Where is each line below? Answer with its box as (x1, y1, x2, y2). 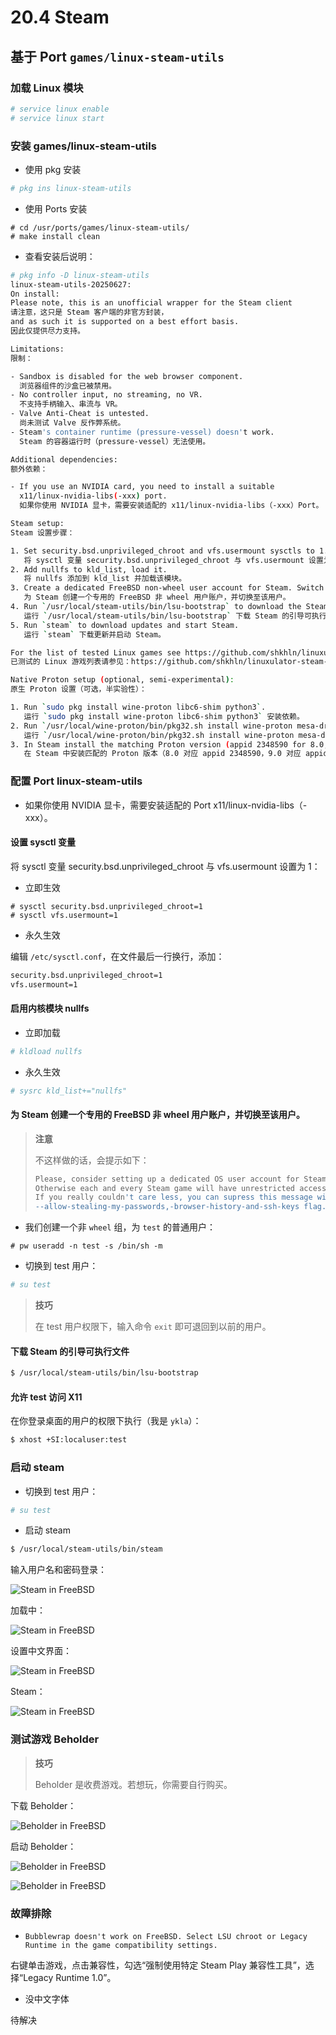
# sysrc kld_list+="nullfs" (10, 1086, 128, 1096)
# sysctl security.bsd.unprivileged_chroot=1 (10, 901, 203, 911)
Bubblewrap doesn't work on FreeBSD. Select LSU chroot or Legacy (24, 1931, 308, 1941)
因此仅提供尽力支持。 (10, 326, 85, 336)
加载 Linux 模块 (10, 81, 84, 95)
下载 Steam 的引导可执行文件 (10, 1345, 130, 1357)
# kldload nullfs (10, 1046, 83, 1056)
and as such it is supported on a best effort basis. (10, 317, 240, 327)
